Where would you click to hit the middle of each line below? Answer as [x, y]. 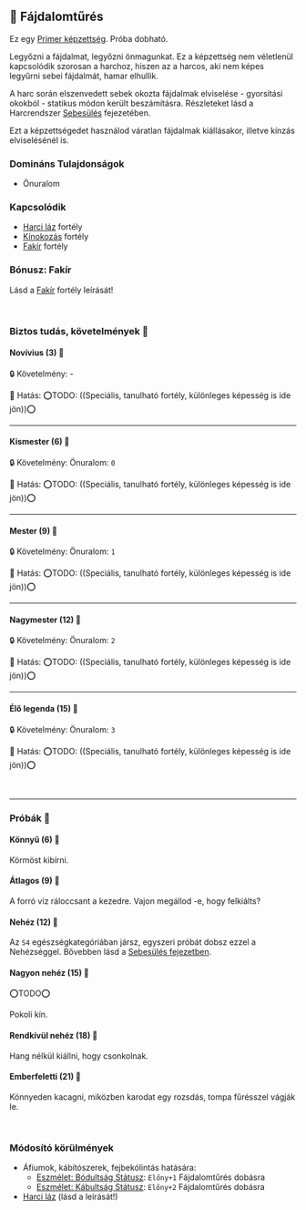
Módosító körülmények [61, 1147]
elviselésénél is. [40, 140]
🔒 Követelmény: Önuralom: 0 [62, 463]
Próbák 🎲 [30, 818]
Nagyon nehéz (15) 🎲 [49, 972]
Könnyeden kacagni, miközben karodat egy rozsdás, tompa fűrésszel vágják [153, 1097]
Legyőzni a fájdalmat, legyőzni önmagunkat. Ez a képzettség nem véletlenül [152, 56]
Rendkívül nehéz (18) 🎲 [54, 1035]
